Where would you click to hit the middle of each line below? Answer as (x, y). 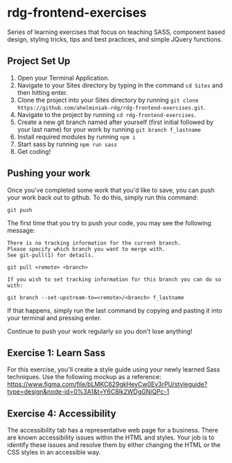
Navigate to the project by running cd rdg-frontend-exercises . (106, 114)
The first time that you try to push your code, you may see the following (109, 222)
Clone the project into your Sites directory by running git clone (108, 100)
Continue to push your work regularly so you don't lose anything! (100, 331)
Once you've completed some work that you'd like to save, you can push (111, 190)
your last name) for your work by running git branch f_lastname (109, 129)
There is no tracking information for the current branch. (94, 243)
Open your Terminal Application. (63, 78)
